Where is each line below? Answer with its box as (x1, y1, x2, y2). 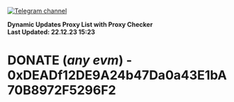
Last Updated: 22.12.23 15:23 (7, 28, 96, 36)
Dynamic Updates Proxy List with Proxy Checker (7, 20, 153, 28)
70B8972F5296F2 (7, 82, 116, 98)
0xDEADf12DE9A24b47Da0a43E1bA (7, 68, 227, 84)
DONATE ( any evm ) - (7, 53, 133, 68)
